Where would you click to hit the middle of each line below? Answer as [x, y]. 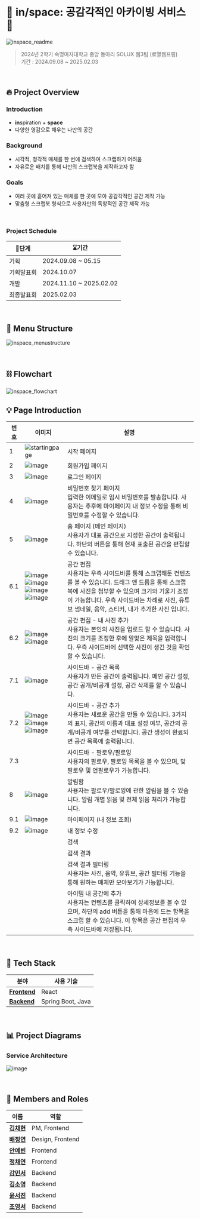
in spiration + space [39, 122]
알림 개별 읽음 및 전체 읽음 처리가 [125, 799]
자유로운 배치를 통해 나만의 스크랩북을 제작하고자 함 [74, 166]
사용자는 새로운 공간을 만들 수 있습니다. [119, 714]
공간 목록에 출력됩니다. [104, 741]
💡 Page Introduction [44, 410]
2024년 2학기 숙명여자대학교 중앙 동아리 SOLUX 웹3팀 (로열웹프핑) [99, 54]
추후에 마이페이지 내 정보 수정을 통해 [133, 506]
